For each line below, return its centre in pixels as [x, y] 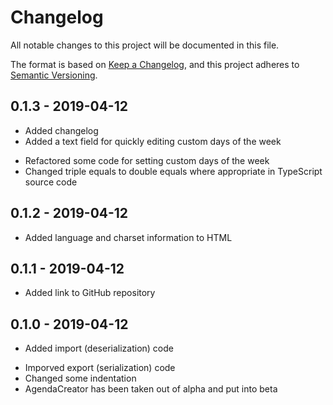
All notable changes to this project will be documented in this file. [145, 45]
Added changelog [61, 130]
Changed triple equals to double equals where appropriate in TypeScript [173, 171]
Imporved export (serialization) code [100, 368]
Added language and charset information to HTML [128, 237]
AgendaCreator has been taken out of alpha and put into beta [151, 389]
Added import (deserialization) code [99, 348]
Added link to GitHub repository [90, 293]
